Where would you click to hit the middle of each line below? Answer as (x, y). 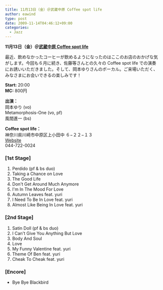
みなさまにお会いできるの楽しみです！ (43, 75)
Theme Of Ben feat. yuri (36, 254)
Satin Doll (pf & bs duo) (35, 228)
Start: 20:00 (17, 85)
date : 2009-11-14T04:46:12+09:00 (39, 23)
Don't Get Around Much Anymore (45, 184)
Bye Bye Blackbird (30, 282)
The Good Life (26, 179)
